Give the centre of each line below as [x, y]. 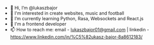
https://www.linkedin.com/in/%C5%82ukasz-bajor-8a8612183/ [76, 37]
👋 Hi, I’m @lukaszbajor [34, 8]
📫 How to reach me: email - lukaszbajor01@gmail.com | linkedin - [80, 30]
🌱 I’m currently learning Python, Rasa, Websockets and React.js [77, 18]
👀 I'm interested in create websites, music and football [67, 13]
